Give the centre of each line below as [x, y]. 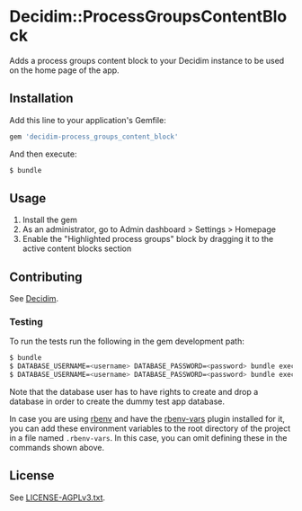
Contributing [46, 277]
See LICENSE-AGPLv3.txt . [58, 498]
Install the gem [50, 220]
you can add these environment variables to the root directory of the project [150, 428]
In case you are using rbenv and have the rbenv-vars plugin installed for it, [147, 419]
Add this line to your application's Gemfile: [88, 120]
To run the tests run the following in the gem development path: [127, 341]
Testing [26, 322]
